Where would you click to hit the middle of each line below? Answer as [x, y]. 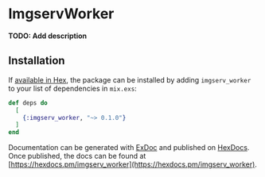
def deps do [28, 103]
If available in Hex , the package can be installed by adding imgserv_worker [130, 79]
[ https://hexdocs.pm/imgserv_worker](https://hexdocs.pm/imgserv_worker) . [132, 164]
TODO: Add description [48, 36]
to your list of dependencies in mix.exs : [72, 88]
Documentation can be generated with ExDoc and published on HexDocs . [129, 148]
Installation [37, 61]
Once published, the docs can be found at [77, 156]
